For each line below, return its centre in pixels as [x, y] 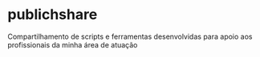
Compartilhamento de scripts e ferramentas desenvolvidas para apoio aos [130, 36]
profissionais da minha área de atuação [73, 44]
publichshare [53, 15]
